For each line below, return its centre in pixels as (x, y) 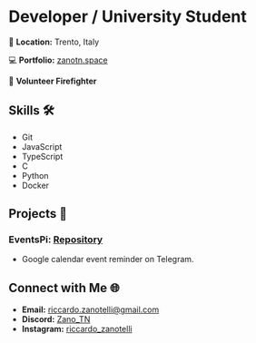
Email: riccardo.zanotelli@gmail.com (90, 309)
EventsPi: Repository (56, 240)
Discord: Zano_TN (56, 319)
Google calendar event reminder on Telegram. (108, 260)
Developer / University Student (128, 17)
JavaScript (42, 146)
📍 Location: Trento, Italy (54, 42)
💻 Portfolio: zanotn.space (58, 60)
